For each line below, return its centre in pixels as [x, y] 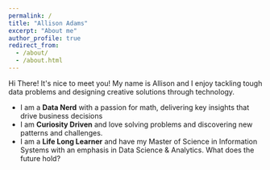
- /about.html [39, 61]
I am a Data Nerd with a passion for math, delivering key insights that [135, 107]
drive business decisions [61, 115]
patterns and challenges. [61, 132]
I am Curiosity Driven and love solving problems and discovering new [136, 124]
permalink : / [30, 16]
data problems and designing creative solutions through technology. [122, 91]
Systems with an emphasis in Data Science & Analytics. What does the [137, 150]
